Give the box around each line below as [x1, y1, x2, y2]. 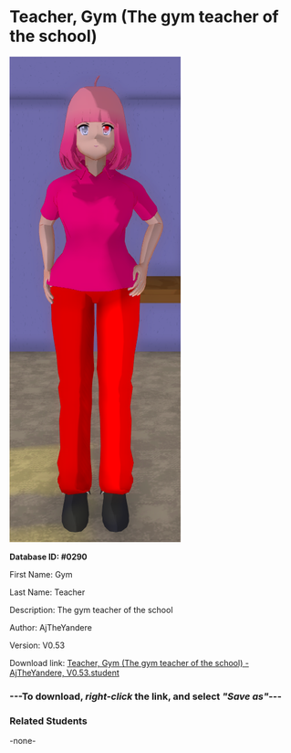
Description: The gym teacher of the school [9, 604, 173, 615]
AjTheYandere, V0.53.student [9, 667, 120, 678]
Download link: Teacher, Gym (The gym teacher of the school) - [9, 657, 249, 668]
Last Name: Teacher [9, 587, 86, 598]
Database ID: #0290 [9, 551, 88, 562]
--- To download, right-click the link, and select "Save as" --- [9, 690, 283, 703]
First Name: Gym [9, 568, 73, 579]
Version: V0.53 [9, 640, 66, 651]
